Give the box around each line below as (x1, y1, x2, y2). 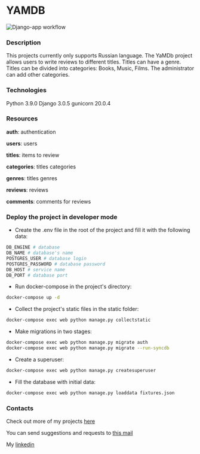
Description (6, 38, 41, 47)
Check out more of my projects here (6, 417, 96, 425)
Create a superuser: (14, 356, 64, 363)
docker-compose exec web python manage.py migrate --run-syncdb (6, 345, 170, 351)
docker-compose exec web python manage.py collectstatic (6, 317, 151, 323)
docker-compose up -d (6, 295, 60, 301)
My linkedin (6, 441, 35, 448)
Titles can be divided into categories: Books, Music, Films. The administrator (6, 65, 195, 72)
